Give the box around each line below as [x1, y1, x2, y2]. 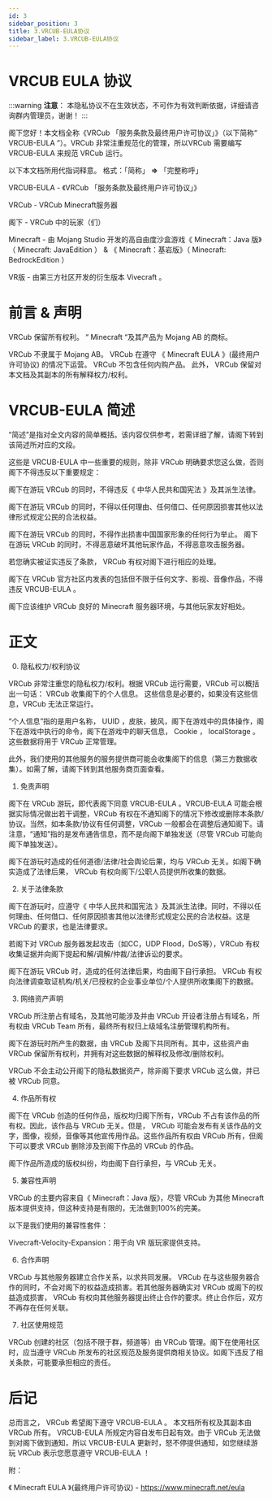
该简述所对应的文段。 [8, 440, 80, 450]
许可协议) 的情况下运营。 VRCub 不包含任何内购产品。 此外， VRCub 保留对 [8, 359, 262, 370]
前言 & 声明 [8, 304, 83, 322]
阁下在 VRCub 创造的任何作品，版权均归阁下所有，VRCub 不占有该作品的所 [8, 1111, 261, 1120]
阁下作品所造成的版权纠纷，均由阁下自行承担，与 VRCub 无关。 [8, 1159, 221, 1167]
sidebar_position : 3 [8, 20, 79, 28]
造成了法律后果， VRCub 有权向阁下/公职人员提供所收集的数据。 [15, 867, 231, 876]
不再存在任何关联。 [8, 1302, 73, 1312]
